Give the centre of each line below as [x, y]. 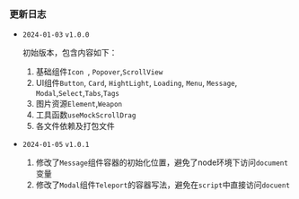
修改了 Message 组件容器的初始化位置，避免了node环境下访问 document [162, 162]
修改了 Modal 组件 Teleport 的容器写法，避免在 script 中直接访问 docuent [163, 185]
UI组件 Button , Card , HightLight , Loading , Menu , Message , [136, 83]
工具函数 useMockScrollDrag [86, 115]
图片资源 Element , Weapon [79, 104]
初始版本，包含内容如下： [70, 53]
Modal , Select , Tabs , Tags [77, 93]
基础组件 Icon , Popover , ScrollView [99, 72]
